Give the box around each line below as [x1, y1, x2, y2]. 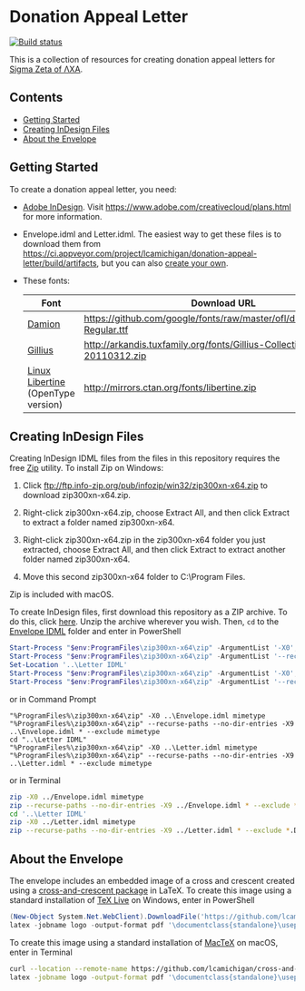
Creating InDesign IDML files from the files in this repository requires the [9, 453, 280, 464]
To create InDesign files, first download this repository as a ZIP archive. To [9, 606, 288, 618]
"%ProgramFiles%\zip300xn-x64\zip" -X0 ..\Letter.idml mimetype [9, 742, 258, 752]
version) [26, 397, 64, 410]
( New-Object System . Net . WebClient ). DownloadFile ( [9, 912, 202, 921]
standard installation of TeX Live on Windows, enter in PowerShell [9, 894, 255, 905]
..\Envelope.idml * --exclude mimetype [9, 727, 161, 736]
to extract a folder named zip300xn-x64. [22, 517, 175, 528]
